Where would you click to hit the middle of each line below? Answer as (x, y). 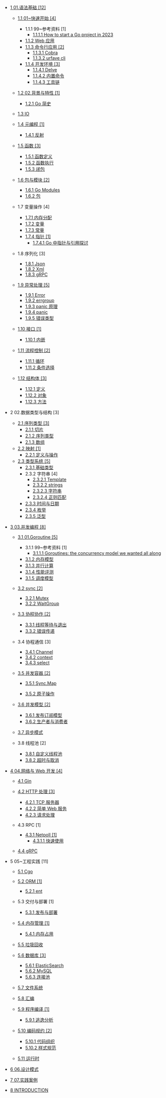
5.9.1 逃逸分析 (39, 1020)
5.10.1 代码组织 (40, 1041)
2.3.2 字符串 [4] (41, 474)
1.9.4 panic (36, 312)
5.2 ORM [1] (30, 881)
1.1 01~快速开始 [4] (37, 18)
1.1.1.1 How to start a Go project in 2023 (73, 35)
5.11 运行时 (28, 1059)
